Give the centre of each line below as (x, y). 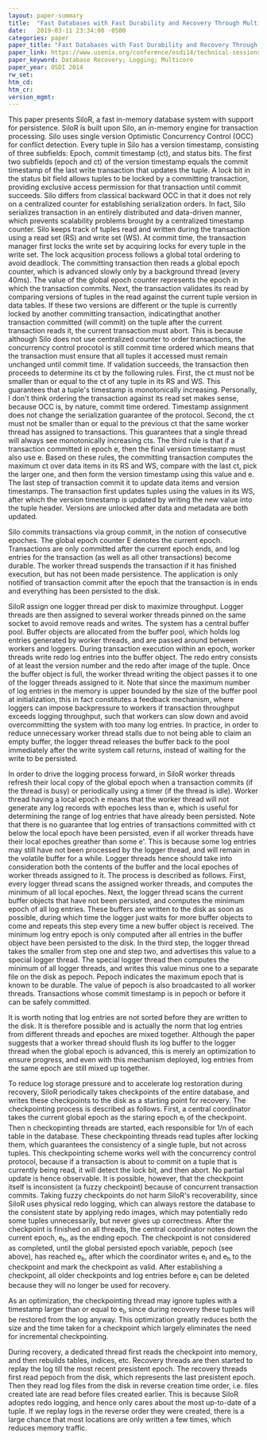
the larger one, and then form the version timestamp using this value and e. (131, 475)
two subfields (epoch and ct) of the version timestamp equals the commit (128, 162)
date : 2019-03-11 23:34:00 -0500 (67, 30)
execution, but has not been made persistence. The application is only (123, 574)
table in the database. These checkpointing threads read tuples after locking (133, 1136)
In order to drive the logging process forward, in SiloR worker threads (122, 774)
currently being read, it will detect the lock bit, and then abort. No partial (126, 1170)
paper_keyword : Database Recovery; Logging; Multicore (101, 60)
